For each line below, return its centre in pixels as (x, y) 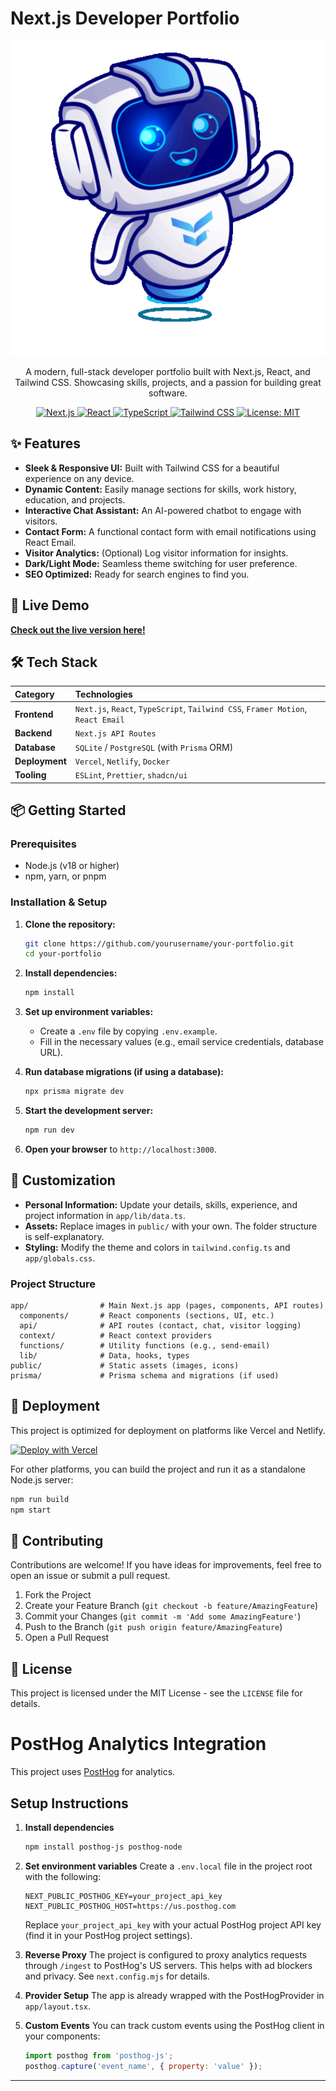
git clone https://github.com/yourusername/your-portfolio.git (159, 943)
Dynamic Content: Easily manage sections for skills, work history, (160, 489)
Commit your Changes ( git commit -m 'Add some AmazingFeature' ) (163, 1616)
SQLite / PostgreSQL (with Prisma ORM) (154, 747)
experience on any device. (79, 478)
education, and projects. (75, 499)
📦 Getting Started (68, 810)
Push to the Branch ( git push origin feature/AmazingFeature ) (153, 1627)
